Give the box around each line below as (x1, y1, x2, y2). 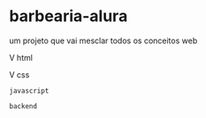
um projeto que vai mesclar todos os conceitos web (9, 35, 198, 46)
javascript (9, 86, 50, 95)
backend (9, 101, 38, 111)
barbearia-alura (9, 6, 128, 26)
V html (9, 52, 34, 63)
